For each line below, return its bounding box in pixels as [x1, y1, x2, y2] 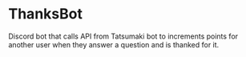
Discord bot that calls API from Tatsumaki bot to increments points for [8, 31, 239, 41]
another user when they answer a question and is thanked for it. [8, 39, 220, 49]
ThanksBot [8, 5, 83, 23]
